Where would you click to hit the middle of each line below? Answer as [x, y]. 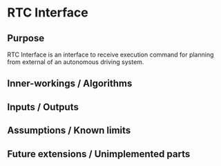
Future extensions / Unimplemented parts [99, 154]
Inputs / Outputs [43, 107]
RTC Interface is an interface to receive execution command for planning [110, 54]
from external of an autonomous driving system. [76, 62]
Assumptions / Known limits [69, 131]
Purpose [26, 38]
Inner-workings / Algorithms [70, 84]
